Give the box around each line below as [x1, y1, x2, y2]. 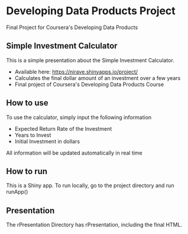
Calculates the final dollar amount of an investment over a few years [14, 74, 181, 81]
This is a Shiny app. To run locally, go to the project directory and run [6, 182, 174, 189]
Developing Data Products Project [6, 4, 176, 18]
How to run [6, 166, 48, 176]
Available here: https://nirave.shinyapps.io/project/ [14, 68, 138, 75]
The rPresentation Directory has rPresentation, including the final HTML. [6, 221, 182, 229]
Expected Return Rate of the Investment [14, 125, 112, 132]
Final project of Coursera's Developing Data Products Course [14, 81, 164, 88]
